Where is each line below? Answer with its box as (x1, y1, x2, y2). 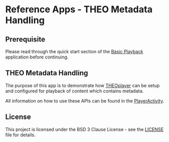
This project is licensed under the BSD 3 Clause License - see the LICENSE (5, 126, 164, 132)
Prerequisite (5, 35, 46, 44)
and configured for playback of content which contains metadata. (5, 88, 144, 94)
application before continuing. (5, 54, 69, 60)
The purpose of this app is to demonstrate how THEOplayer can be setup (5, 82, 160, 88)
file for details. (5, 132, 36, 138)
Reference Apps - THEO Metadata (5, 4, 153, 15)
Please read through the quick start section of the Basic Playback (5, 49, 143, 54)
